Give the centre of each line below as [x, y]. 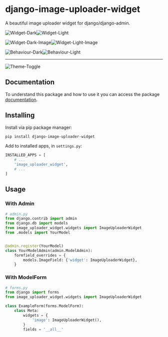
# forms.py [16, 288]
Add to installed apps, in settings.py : [44, 146]
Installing [20, 115]
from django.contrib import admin [41, 218]
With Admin [20, 203]
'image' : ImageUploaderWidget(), [66, 320]
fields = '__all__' [43, 329]
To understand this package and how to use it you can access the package [82, 94]
